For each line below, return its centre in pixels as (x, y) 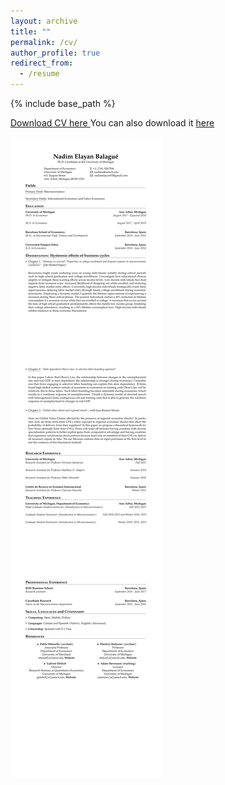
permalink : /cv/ (44, 42)
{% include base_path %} (63, 103)
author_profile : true (55, 53)
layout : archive (44, 21)
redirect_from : (42, 63)
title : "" (31, 31)
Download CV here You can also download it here (112, 123)
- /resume (39, 74)
